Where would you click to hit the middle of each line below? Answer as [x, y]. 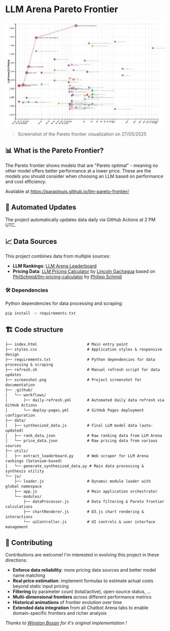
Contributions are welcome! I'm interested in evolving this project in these [82, 555]
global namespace [24, 486]
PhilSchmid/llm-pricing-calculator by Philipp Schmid [67, 277]
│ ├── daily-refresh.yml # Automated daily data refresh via [85, 400]
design [12, 355]
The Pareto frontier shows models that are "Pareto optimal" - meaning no [82, 165]
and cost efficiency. [26, 182]
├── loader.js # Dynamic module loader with [83, 481]
